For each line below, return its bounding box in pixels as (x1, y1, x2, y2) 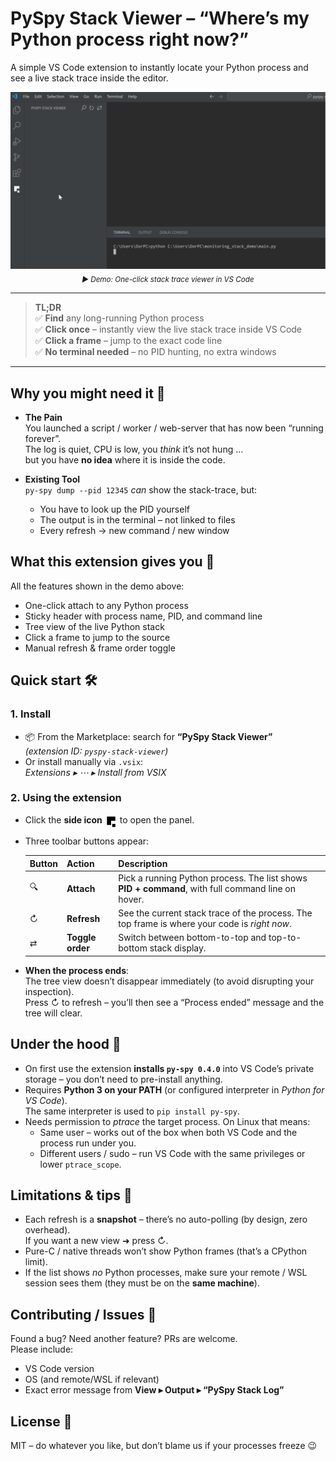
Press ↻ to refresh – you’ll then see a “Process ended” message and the (24, 996, 325, 1008)
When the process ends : (24, 964, 130, 976)
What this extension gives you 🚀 (10, 553, 215, 571)
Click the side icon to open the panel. (24, 813, 195, 826)
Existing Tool (24, 473, 81, 486)
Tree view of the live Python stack (24, 620, 165, 632)
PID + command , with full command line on (118, 882, 297, 894)
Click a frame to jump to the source (24, 631, 171, 643)
